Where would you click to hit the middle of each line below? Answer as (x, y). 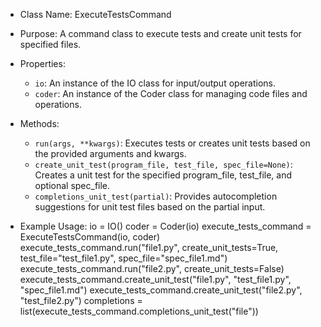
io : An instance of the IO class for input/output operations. (155, 83)
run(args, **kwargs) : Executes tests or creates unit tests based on (172, 143)
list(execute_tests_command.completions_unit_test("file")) (139, 311)
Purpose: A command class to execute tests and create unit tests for (160, 33)
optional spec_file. (72, 185)
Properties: (42, 63)
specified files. (50, 44)
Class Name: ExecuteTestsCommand (95, 14)
